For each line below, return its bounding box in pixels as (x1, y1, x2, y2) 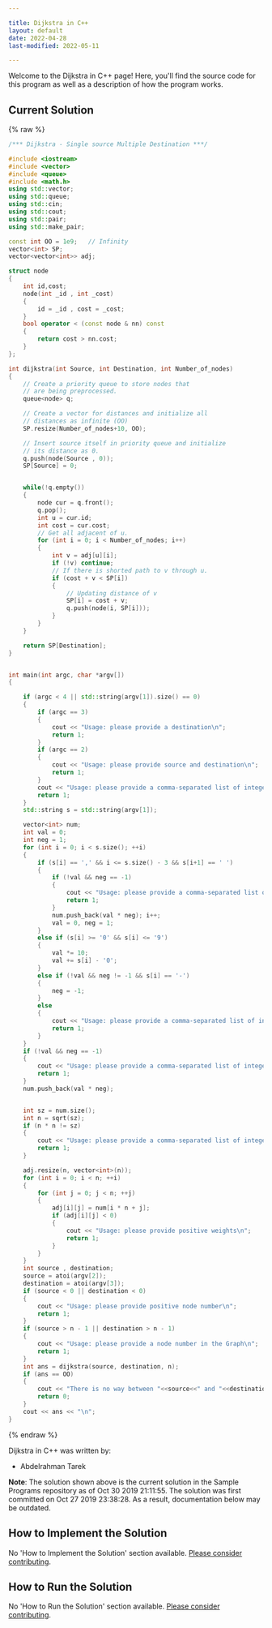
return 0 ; (37, 1393, 70, 1401)
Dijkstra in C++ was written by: (8, 1445, 112, 1455)
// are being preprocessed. (23, 387, 117, 396)
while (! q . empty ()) (23, 483, 85, 492)
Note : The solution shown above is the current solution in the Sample (8, 1477, 239, 1487)
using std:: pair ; (8, 215, 67, 223)
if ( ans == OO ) (23, 1370, 74, 1378)
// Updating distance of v (66, 589, 158, 597)
